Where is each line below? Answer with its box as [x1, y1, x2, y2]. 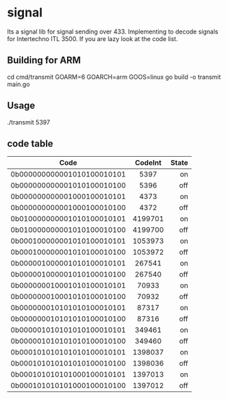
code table [7, 138, 53, 149]
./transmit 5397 [7, 118, 50, 126]
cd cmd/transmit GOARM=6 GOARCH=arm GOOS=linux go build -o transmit [7, 73, 221, 81]
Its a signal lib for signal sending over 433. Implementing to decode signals [7, 27, 218, 36]
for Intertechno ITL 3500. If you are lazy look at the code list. [7, 34, 178, 42]
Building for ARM [7, 55, 81, 66]
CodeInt [134, 158, 162, 168]
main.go [7, 80, 30, 88]
